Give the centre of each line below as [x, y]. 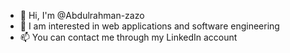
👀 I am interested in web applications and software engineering [149, 26]
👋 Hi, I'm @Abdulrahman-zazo [82, 15]
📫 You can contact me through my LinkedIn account [128, 37]
